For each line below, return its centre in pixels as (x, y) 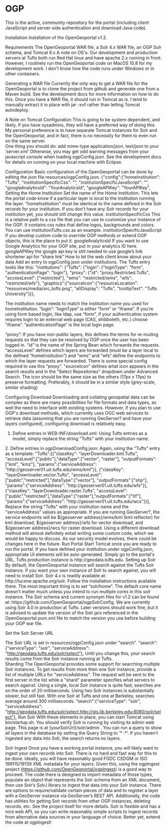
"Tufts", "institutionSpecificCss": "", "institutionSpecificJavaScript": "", (77, 182)
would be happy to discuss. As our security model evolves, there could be (81, 538)
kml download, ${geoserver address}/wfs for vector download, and (74, 522)
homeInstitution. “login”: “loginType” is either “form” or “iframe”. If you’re (79, 309)
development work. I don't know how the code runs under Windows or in (80, 68)
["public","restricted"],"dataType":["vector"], (50, 480)
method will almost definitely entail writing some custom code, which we (80, 533)
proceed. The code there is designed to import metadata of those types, (79, 774)
